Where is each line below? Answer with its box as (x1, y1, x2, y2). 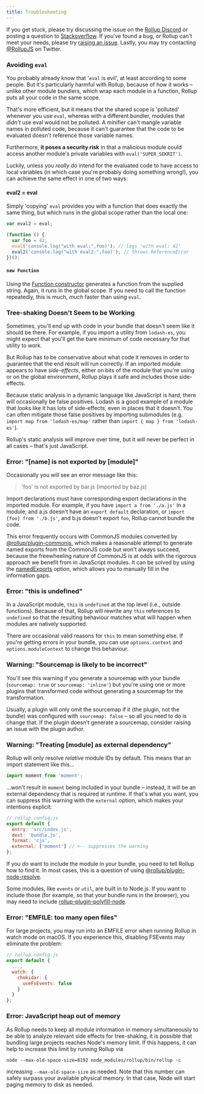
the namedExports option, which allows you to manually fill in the (6, 565, 169, 573)
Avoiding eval (6, 61, 47, 69)
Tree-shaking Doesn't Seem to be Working (6, 308, 135, 317)
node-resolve (6, 873, 41, 881)
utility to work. (6, 342, 43, 349)
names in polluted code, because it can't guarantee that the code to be (6, 125, 185, 132)
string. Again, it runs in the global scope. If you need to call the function (6, 287, 186, 294)
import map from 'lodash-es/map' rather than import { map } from (6, 417, 174, 425)
